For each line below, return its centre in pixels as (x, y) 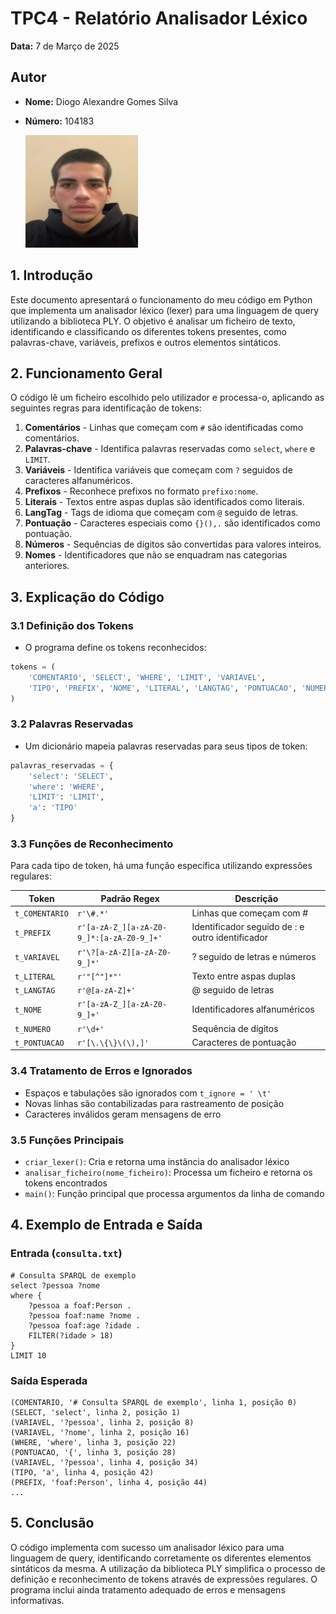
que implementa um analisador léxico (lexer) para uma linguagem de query (165, 310)
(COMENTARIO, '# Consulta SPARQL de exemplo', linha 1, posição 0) (154, 1402)
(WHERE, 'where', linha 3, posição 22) (93, 1442)
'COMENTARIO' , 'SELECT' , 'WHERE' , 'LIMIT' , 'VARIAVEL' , (147, 677)
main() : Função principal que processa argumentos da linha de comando (174, 1193)
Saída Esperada (49, 1380)
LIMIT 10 (28, 1355)
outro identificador (230, 938)
